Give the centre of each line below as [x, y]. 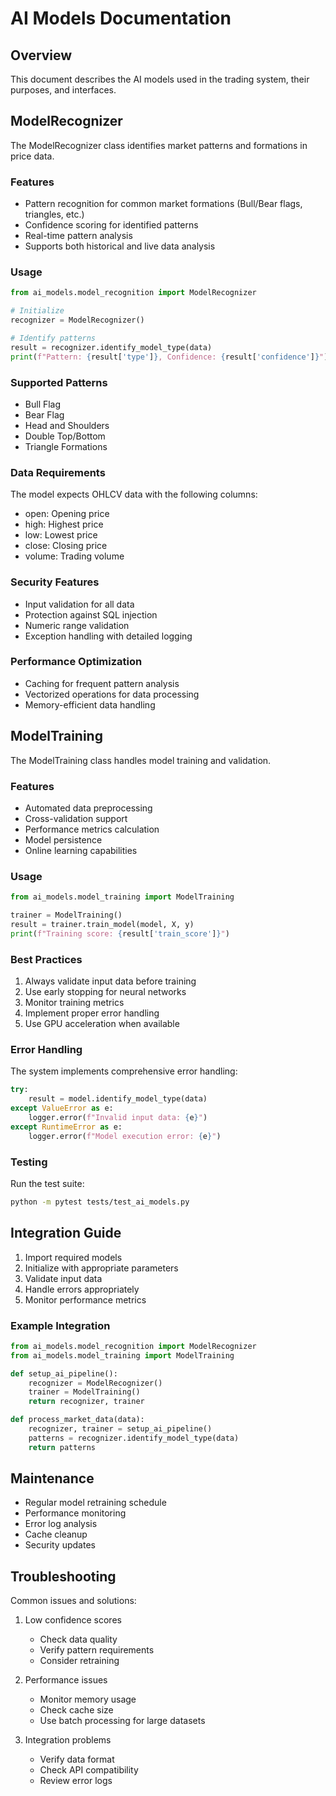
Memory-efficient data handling [90, 704]
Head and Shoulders [67, 425]
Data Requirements [58, 472]
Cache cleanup [56, 1534]
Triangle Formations [66, 446]
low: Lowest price [61, 535]
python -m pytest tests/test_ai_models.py [100, 1202]
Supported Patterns [59, 382]
